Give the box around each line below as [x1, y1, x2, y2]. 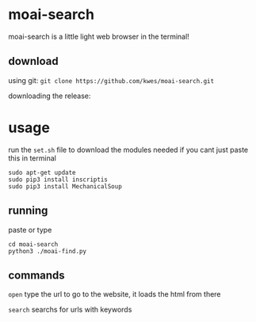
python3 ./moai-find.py [8, 247, 87, 255]
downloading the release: [8, 91, 91, 100]
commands [8, 268, 65, 282]
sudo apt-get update [8, 169, 77, 176]
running [8, 204, 48, 218]
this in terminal [8, 153, 57, 163]
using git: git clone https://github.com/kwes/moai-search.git [8, 75, 215, 85]
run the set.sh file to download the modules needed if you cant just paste [8, 145, 249, 154]
